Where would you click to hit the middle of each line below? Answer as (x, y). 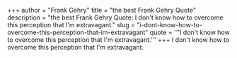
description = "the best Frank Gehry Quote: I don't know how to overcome (115, 17)
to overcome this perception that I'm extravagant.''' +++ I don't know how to (118, 40)
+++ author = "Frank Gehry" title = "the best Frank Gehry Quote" (102, 10)
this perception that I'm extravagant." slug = (71, 25)
